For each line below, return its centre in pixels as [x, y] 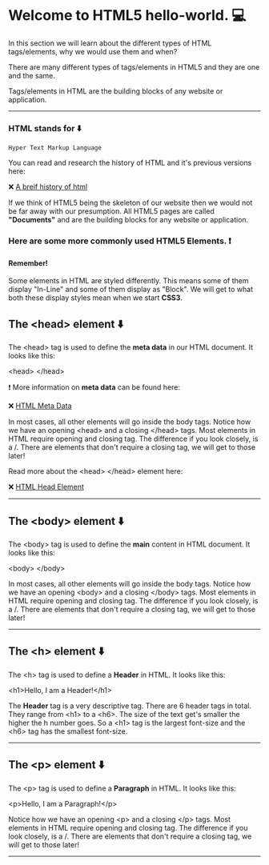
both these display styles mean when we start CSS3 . [95, 298]
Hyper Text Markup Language [55, 148]
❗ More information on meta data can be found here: [94, 387]
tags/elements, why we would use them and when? [93, 51]
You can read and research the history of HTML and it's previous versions [130, 163]
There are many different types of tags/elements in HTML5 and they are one [134, 67]
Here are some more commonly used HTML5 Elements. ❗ [120, 241]
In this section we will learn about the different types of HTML [110, 43]
